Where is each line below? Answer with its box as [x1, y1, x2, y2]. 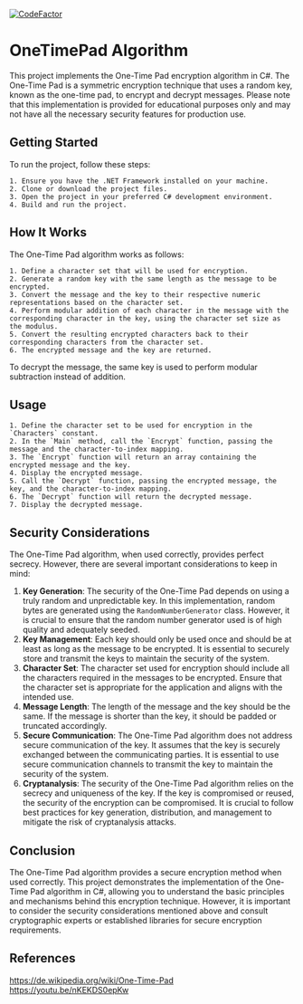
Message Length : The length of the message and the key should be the [22, 702, 291, 712]
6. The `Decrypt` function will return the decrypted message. [9, 492, 253, 502]
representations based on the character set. [9, 298, 184, 307]
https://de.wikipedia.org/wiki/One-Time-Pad [9, 974, 175, 986]
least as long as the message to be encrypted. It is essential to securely [22, 644, 289, 655]
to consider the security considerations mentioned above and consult [9, 905, 269, 916]
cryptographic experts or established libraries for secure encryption [9, 915, 262, 925]
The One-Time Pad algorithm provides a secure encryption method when [9, 867, 282, 877]
